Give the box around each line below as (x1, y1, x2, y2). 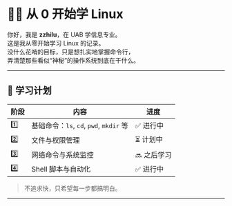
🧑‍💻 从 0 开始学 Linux (7, 6, 124, 22)
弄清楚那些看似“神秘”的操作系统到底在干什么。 (7, 56, 140, 64)
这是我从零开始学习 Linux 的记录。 (7, 39, 105, 47)
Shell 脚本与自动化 (31, 165, 91, 174)
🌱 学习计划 (7, 85, 52, 96)
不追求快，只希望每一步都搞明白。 (23, 184, 122, 192)
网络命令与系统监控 (31, 150, 95, 160)
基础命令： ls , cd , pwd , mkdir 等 (31, 121, 129, 131)
